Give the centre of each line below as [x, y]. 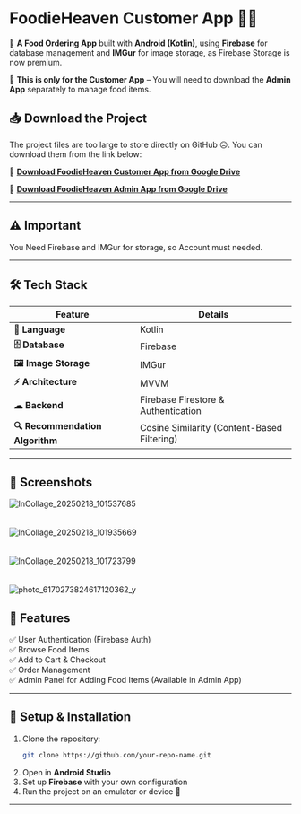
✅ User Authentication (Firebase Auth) [80, 639]
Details [214, 315]
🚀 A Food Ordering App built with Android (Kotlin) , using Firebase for [138, 43]
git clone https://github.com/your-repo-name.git [117, 755]
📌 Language [40, 329]
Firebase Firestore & [182, 400]
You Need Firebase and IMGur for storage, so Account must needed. [136, 247]
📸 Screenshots [51, 482]
